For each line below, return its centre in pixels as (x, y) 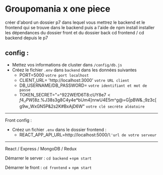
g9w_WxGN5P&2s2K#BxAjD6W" (52, 106)
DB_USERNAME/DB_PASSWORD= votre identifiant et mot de (83, 85)
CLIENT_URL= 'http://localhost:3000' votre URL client (74, 80)
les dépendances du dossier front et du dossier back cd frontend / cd (75, 32)
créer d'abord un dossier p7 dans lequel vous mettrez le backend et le (75, 22)
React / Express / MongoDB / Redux (41, 148)
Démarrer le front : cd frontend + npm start (49, 167)
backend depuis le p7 (27, 38)
